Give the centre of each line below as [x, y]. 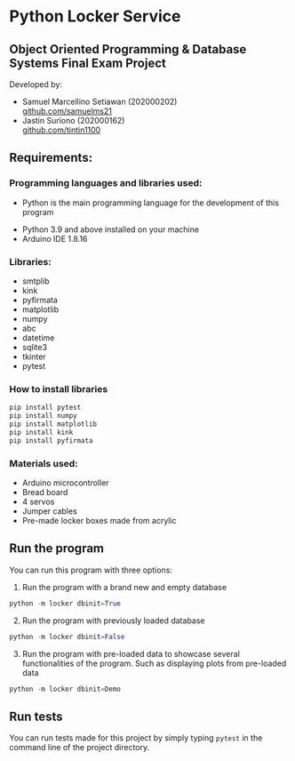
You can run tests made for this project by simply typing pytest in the [136, 738]
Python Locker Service [95, 16]
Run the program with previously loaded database [113, 621]
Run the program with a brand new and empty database [124, 587]
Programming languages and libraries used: [106, 183]
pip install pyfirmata [51, 441]
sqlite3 [34, 347]
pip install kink [41, 432]
